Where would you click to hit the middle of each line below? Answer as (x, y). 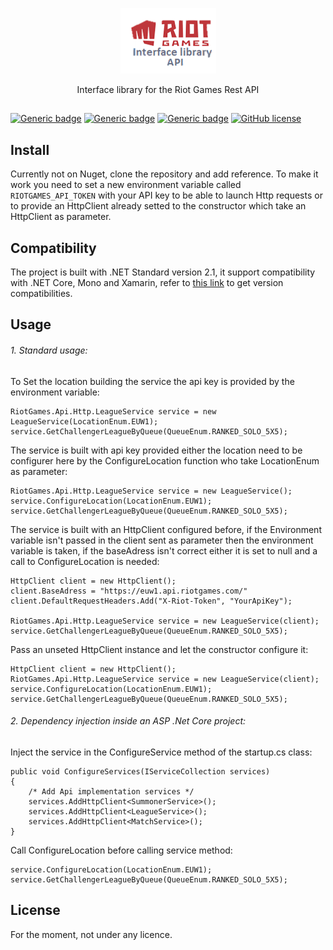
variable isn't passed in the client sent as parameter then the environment (162, 540)
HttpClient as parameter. (61, 217)
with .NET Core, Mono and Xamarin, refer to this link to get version (147, 283)
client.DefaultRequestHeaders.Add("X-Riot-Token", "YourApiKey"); (151, 601)
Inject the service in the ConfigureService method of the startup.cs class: (161, 752)
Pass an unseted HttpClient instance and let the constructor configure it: (159, 649)
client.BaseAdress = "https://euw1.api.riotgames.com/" (129, 591)
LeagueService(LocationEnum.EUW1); (84, 421)
